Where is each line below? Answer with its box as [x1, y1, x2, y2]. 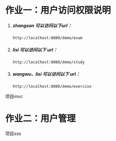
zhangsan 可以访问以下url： [12, 22, 72, 28]
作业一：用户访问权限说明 [5, 5, 111, 16]
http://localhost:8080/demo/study [12, 60, 85, 65]
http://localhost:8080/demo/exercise [12, 84, 92, 89]
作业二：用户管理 [5, 113, 76, 124]
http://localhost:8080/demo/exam [12, 36, 83, 41]
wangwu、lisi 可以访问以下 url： [12, 71, 80, 77]
